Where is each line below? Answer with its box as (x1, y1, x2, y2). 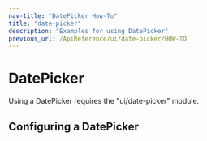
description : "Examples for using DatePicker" (8, 27, 169, 35)
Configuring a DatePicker (8, 119, 140, 134)
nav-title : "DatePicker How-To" (8, 11, 118, 20)
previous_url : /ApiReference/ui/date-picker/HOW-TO (8, 34, 187, 43)
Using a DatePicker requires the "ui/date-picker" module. (8, 96, 200, 106)
